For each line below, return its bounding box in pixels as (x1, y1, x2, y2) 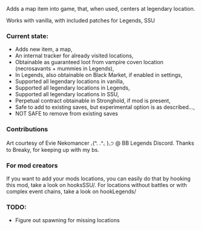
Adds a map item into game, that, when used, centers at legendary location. (6, 5, 196, 12)
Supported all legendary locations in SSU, (15, 91, 119, 98)
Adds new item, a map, (15, 45, 73, 53)
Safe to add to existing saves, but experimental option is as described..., (15, 103, 195, 111)
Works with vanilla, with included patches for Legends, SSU (6, 17, 156, 24)
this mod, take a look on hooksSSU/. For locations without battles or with (6, 181, 188, 188)
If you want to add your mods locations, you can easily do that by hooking (6, 175, 191, 182)
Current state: (6, 31, 48, 40)
